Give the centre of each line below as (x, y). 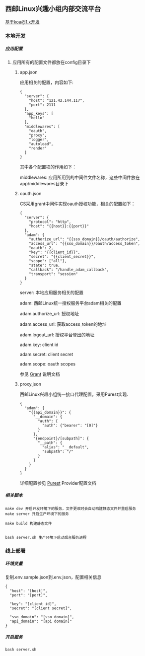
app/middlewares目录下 (44, 183)
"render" (38, 148)
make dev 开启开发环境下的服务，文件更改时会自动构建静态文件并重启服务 (71, 509)
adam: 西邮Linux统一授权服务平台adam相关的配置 (71, 303)
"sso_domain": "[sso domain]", (42, 617)
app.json (29, 72)
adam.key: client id (39, 345)
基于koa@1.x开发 (22, 22)
